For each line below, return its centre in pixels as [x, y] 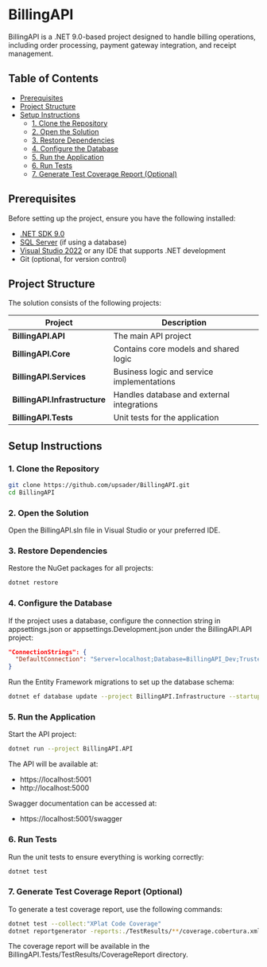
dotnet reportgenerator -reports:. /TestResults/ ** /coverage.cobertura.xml [135, 931]
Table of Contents [54, 78]
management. [31, 53]
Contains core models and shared [176, 349]
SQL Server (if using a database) [73, 242]
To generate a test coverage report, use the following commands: [115, 909]
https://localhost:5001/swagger [71, 819]
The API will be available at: [53, 764]
